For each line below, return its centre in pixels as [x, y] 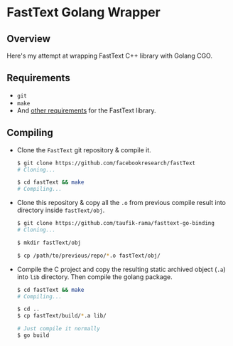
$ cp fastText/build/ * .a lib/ [62, 316]
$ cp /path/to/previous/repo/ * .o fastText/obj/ [88, 256]
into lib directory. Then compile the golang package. [95, 277]
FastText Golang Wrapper [83, 12]
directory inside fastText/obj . [61, 210]
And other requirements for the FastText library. [87, 110]
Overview [29, 39]
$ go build [33, 335]
